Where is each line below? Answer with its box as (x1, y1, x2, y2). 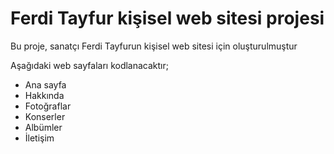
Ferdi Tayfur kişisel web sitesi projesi (10, 7, 325, 30)
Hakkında (24, 89, 65, 101)
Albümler (24, 121, 63, 133)
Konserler (24, 110, 66, 122)
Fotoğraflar (24, 100, 72, 112)
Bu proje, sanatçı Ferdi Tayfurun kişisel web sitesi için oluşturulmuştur (10, 40, 298, 52)
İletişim (24, 132, 55, 144)
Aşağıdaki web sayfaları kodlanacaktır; (10, 59, 170, 71)
